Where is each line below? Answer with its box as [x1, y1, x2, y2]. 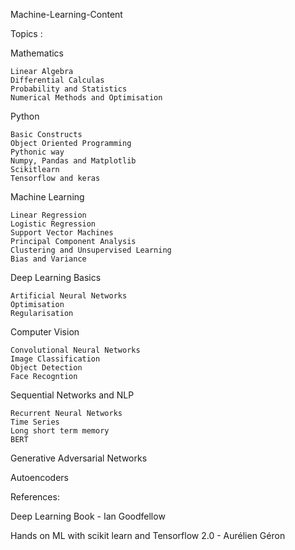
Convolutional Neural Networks [10, 345, 141, 355]
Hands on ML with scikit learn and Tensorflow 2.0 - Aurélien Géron [10, 530, 286, 541]
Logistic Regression [10, 219, 97, 229]
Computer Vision [10, 326, 80, 338]
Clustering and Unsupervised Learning [10, 245, 172, 255]
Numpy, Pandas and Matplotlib [10, 156, 137, 166]
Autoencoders [10, 472, 69, 483]
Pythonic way [10, 147, 65, 157]
